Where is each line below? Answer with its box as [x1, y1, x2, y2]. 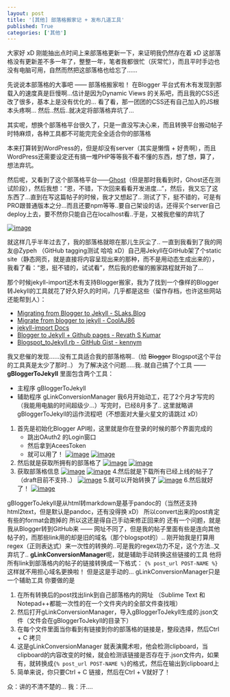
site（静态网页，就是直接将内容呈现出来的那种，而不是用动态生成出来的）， [7, 255, 218, 263]
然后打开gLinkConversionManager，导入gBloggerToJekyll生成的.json [16, 608, 213, 616]
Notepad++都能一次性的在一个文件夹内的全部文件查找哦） [16, 600, 182, 608]
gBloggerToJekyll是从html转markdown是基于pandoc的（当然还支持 [7, 499, 197, 508]
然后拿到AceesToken [27, 442, 87, 450]
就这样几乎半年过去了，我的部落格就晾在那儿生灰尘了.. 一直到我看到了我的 [7, 238, 217, 246]
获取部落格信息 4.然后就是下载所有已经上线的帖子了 [16, 467, 214, 475]
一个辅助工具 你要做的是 [7, 576, 75, 584]
